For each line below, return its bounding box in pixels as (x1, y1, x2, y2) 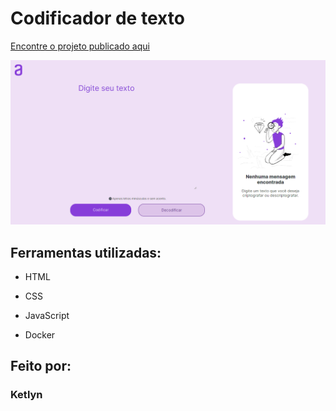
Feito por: (10, 358, 72, 375)
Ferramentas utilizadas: (10, 244, 162, 261)
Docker (24, 329, 56, 341)
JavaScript (24, 310, 70, 322)
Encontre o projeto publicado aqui (10, 40, 150, 52)
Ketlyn (10, 388, 43, 402)
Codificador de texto (10, 7, 185, 30)
